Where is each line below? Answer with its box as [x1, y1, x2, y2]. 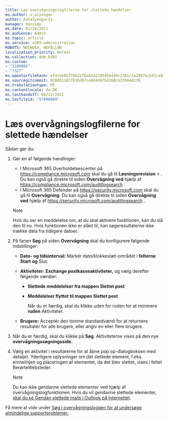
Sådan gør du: [5, 146, 35, 152]
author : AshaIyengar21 [5, 17, 53, 22]
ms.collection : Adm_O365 [5, 54, 57, 60]
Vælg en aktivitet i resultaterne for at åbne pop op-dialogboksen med [12, 348, 156, 354]
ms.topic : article [5, 36, 44, 41]
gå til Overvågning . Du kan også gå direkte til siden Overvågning [20, 193, 156, 199]
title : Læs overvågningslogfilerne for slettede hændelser [5, 7, 132, 13]
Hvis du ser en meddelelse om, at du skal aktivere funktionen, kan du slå [12, 217, 163, 223]
